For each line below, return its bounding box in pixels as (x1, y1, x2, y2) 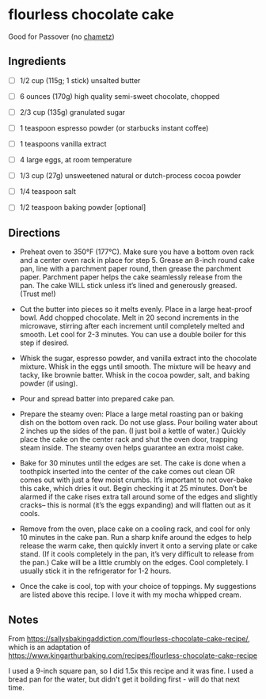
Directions (8, 226, 61, 239)
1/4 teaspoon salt (19, 187, 77, 196)
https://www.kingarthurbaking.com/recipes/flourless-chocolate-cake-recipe (8, 651, 257, 660)
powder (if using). (19, 378, 78, 389)
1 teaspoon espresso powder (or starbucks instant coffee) (19, 123, 209, 132)
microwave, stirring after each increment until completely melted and (19, 321, 245, 331)
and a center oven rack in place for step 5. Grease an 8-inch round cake (19, 256, 255, 265)
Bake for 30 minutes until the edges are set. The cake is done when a (19, 458, 246, 468)
